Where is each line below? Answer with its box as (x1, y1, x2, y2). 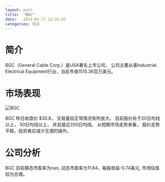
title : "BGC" (5, 12, 35, 17)
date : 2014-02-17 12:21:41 (5, 17, 66, 22)
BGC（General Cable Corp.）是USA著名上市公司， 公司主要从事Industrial (5, 62, 157, 68)
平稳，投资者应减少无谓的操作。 (5, 128, 71, 134)
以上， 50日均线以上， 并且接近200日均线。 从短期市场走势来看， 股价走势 (5, 122, 160, 128)
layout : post (5, 7, 33, 13)
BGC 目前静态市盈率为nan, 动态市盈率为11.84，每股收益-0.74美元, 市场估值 (5, 165, 159, 171)
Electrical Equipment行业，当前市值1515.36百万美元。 (5, 68, 116, 74)
